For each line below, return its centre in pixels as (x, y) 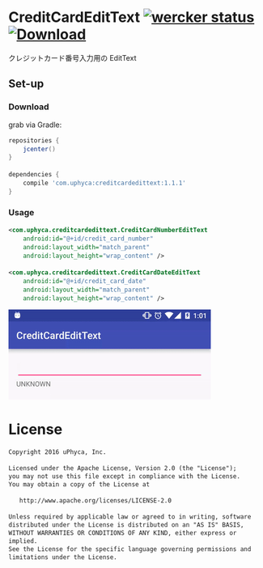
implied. (23, 541)
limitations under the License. (63, 557)
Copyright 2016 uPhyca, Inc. (57, 452)
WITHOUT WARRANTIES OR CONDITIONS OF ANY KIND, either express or (123, 533)
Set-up (26, 84)
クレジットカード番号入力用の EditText (72, 57)
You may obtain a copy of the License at (79, 484)
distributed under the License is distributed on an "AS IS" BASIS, (126, 525)
